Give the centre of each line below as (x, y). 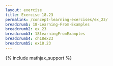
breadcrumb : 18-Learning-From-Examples (48, 24)
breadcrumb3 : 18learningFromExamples (45, 34)
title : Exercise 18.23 (29, 15)
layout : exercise (24, 10)
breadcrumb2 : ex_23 (26, 29)
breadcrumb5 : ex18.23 (28, 43)
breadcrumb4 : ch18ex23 (29, 39)
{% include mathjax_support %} (39, 58)
